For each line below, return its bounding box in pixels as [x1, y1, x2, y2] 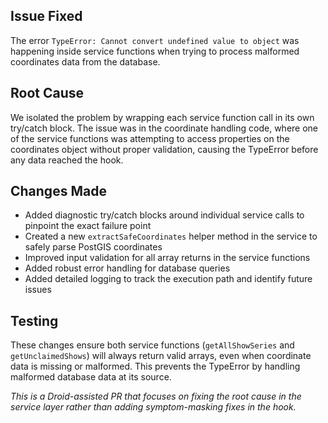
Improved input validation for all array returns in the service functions [24, 252, 311, 264]
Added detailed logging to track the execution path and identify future [24, 273, 313, 285]
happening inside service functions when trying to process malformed [10, 45, 300, 57]
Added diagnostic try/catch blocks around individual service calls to [24, 209, 305, 221]
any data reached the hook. [10, 154, 124, 166]
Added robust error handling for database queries [24, 262, 231, 274]
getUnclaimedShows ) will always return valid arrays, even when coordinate [10, 350, 312, 362]
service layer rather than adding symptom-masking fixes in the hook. [10, 401, 297, 413]
